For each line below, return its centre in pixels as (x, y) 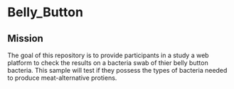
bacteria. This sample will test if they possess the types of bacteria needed (117, 70)
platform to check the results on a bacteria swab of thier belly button (108, 63)
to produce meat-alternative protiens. (62, 78)
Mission (26, 38)
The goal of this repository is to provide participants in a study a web (108, 55)
